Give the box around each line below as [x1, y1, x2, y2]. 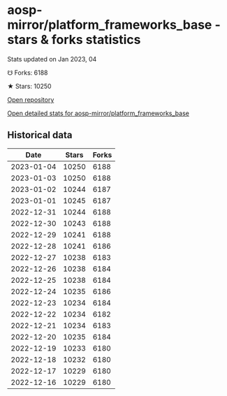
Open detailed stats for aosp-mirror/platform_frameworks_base [7, 109, 190, 117]
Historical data [7, 129, 73, 141]
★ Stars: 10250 [7, 82, 52, 90]
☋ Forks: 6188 [7, 68, 48, 77]
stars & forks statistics [7, 32, 141, 47]
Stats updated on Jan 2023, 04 [7, 54, 97, 63]
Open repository [7, 95, 54, 103]
